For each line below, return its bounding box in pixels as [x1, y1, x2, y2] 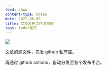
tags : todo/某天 [5, 26, 37, 31]
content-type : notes [5, 12, 48, 17]
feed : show [5, 7, 28, 12]
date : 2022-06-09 [5, 16, 41, 21]
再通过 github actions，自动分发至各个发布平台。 [5, 60, 105, 66]
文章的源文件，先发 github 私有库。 [5, 49, 77, 55]
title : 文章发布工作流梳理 [5, 21, 54, 26]
